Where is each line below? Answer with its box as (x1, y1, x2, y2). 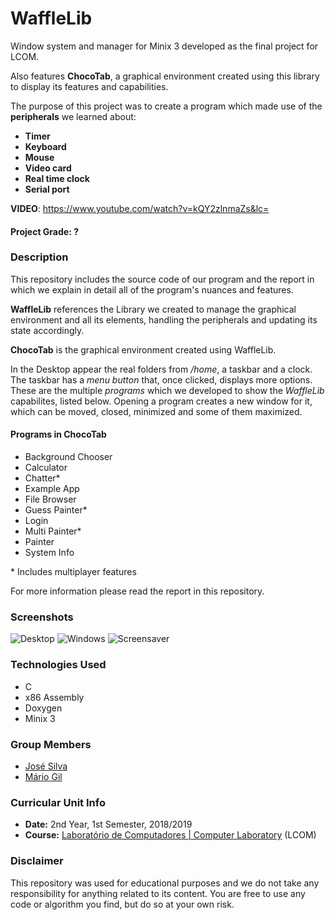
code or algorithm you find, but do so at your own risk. (10, 898, 235, 910)
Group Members (10, 737, 92, 751)
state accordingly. (10, 324, 85, 336)
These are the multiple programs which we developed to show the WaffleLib (10, 384, 325, 396)
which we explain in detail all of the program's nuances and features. (10, 283, 294, 296)
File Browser (24, 493, 77, 506)
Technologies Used (10, 658, 107, 672)
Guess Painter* (24, 504, 88, 516)
